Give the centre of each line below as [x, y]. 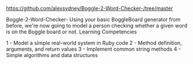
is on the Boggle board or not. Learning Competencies [72, 32]
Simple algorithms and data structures [52, 55]
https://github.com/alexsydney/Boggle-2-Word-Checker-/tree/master [90, 8]
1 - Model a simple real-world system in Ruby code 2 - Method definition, [94, 43]
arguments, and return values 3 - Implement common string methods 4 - [94, 49]
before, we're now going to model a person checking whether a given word [97, 26]
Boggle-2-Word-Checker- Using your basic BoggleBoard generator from [93, 19]
